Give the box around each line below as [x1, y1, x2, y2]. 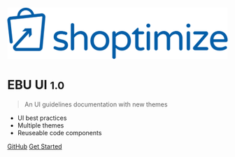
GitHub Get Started [7, 142, 62, 151]
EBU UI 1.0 [7, 76, 65, 93]
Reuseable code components [17, 128, 102, 137]
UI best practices [17, 114, 67, 122]
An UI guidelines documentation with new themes [24, 100, 168, 109]
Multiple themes [17, 121, 64, 130]
